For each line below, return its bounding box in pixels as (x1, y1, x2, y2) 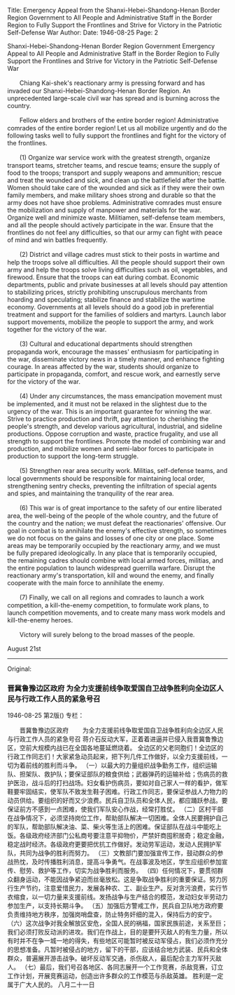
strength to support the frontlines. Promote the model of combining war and (7, 437, 226, 445)
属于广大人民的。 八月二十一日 (7, 980, 95, 989)
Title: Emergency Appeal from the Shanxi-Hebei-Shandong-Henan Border (7, 6, 220, 14)
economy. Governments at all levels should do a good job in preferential (7, 303, 214, 311)
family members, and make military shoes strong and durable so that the (7, 191, 216, 199)
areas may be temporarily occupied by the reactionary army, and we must (7, 542, 220, 549)
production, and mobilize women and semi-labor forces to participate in (7, 445, 214, 453)
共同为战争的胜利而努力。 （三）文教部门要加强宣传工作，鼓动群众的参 (19, 849, 224, 857)
